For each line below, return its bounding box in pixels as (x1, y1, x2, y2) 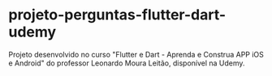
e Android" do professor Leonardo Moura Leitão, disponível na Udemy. (8, 58, 245, 68)
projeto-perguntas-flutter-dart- (8, 6, 227, 24)
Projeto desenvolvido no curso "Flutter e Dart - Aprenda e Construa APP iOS (8, 49, 264, 59)
